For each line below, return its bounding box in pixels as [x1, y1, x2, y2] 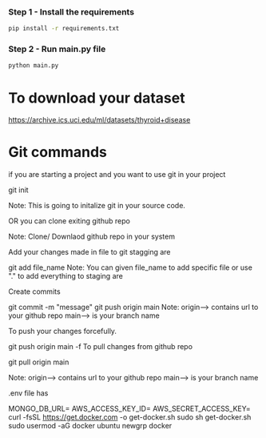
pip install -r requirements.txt [8, 25, 120, 33]
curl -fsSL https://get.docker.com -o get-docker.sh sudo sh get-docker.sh [8, 412, 252, 422]
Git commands [8, 143, 108, 162]
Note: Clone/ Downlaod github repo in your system [8, 231, 176, 242]
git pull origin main [8, 357, 69, 367]
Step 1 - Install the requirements [8, 6, 134, 18]
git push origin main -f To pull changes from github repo [8, 342, 193, 352]
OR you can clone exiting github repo [8, 216, 130, 226]
